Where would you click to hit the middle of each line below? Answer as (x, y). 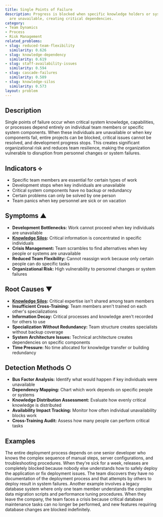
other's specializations (34, 311)
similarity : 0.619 (28, 59)
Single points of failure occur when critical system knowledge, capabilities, (80, 122)
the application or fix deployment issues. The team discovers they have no (79, 473)
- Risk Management (24, 37)
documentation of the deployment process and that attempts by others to (78, 479)
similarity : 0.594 (28, 68)
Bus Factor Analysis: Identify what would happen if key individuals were (85, 380)
